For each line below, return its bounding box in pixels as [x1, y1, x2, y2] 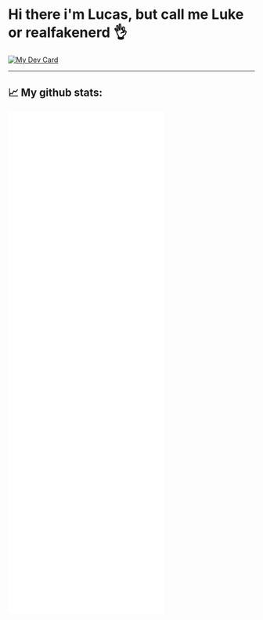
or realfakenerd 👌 [8, 24, 128, 42]
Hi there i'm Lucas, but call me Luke [8, 5, 244, 24]
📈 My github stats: [8, 86, 103, 100]
